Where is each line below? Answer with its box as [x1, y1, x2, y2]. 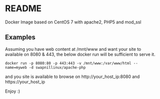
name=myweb [5, 65, 27, 70]
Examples [5, 33, 36, 41]
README [5, 3, 42, 14]
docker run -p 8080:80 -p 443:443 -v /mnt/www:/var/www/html [5, 60, 132, 66]
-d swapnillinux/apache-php [29, 65, 86, 70]
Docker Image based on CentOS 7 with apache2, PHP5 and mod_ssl [5, 19, 142, 25]
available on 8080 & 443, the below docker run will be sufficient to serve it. [5, 51, 156, 57]
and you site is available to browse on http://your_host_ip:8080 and [5, 74, 140, 79]
